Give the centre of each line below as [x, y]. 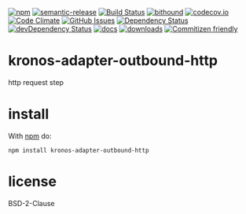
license [33, 182]
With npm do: [30, 136]
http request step [36, 82]
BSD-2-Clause [31, 203]
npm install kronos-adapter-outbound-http [79, 150]
